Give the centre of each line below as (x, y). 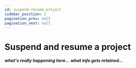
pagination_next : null (28, 23)
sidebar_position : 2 (26, 14)
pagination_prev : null (28, 18)
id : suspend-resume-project (33, 9)
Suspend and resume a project (68, 47)
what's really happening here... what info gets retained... (64, 61)
